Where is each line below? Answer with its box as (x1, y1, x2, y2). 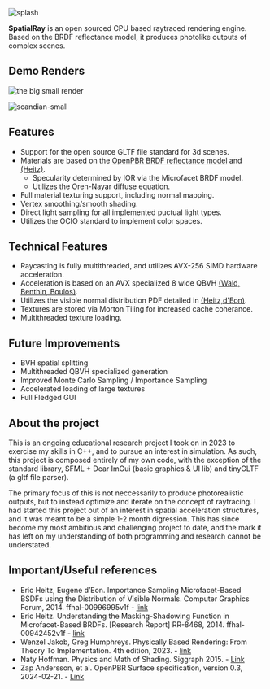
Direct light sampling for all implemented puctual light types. (20, 207, 222, 217)
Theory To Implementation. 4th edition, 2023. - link (20, 645, 192, 655)
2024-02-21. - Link (20, 671, 85, 681)
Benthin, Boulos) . (20, 287, 79, 297)
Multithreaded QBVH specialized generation (20, 367, 168, 377)
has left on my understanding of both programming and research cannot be (8, 531, 262, 541)
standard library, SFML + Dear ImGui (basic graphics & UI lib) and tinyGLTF (8, 464, 259, 473)
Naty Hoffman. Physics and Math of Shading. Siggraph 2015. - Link (20, 654, 246, 664)
